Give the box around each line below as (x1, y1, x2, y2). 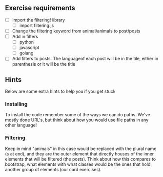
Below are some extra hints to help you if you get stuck (5, 88, 116, 95)
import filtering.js (19, 22, 54, 28)
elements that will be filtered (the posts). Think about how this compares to (5, 156, 156, 162)
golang (19, 50, 34, 56)
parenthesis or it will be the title (12, 61, 76, 67)
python (19, 39, 34, 45)
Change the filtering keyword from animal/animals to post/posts (12, 28, 141, 34)
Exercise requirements (5, 4, 76, 12)
